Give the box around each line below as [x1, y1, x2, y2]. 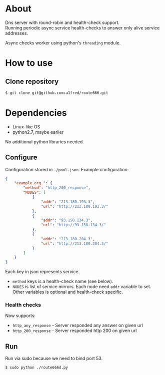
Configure [5, 153, 37, 162]
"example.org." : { [14, 181, 52, 186]
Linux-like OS [12, 123, 40, 130]
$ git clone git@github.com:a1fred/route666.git [5, 90, 108, 95]
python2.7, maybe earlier [12, 129, 64, 135]
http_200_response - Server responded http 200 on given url [12, 328, 137, 334]
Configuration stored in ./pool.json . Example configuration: [5, 166, 129, 172]
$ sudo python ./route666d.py [5, 365, 68, 370]
